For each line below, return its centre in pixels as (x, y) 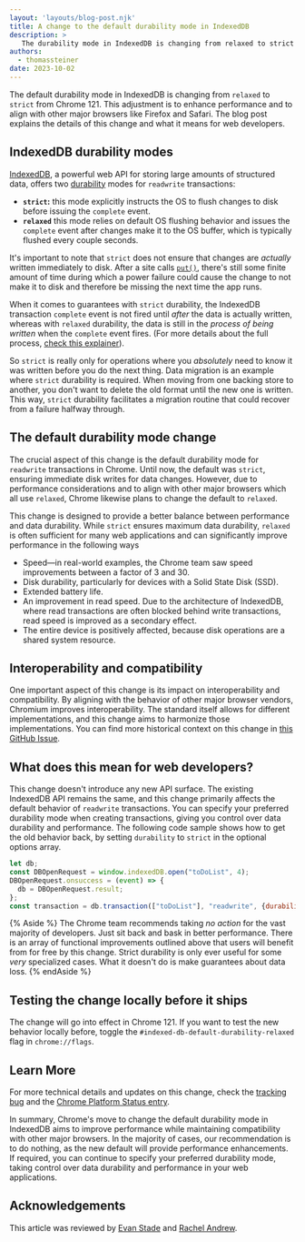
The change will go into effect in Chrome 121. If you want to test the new (144, 1022)
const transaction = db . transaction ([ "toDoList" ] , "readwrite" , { (138, 906)
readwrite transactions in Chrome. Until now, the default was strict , (138, 469)
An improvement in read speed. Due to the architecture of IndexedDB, (153, 601)
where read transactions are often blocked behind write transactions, (152, 611)
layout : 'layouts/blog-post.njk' (73, 18)
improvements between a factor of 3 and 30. (106, 572)
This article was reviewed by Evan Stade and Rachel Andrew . (123, 1227)
